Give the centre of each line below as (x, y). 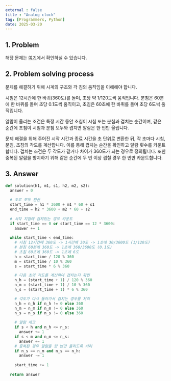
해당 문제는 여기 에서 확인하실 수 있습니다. (46, 58)
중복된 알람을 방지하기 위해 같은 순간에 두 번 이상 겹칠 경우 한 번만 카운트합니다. (84, 157)
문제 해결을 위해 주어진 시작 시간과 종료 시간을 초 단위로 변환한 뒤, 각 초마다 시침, (86, 139)
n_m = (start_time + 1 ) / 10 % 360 (52, 285)
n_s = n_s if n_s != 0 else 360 (49, 313)
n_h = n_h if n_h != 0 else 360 (49, 304)
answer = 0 (21, 190)
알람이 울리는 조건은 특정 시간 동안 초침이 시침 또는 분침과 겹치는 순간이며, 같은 (83, 121)
